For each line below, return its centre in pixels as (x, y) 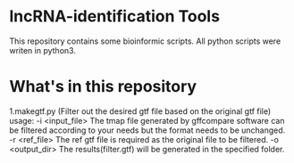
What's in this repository (103, 87)
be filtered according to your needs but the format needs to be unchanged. (147, 130)
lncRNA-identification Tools (115, 16)
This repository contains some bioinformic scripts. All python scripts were (145, 41)
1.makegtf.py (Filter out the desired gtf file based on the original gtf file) (140, 111)
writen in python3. (42, 50)
